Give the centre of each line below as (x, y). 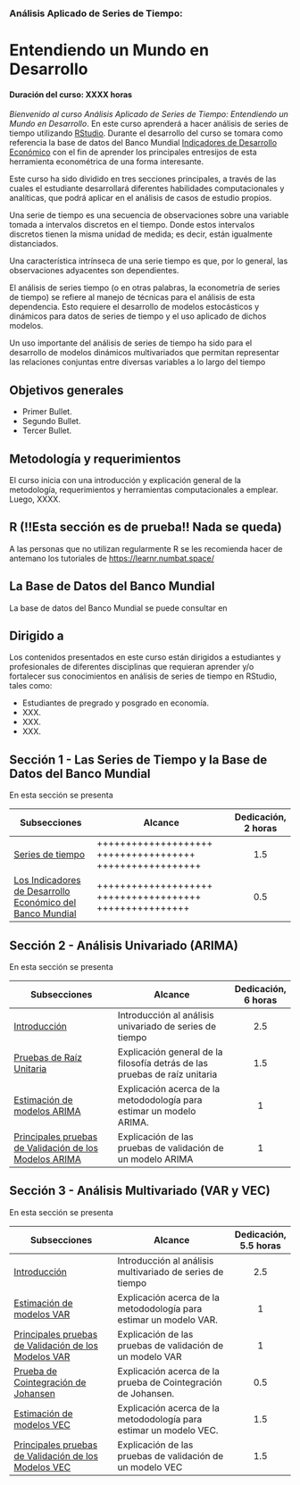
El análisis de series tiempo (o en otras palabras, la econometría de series (145, 288)
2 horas (261, 829)
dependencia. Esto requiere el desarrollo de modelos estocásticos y (134, 307)
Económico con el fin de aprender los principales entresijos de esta (133, 152)
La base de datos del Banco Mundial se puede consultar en (118, 608)
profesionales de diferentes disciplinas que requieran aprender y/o (132, 667)
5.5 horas (260, 1246)
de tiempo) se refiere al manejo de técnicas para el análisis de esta (132, 297)
